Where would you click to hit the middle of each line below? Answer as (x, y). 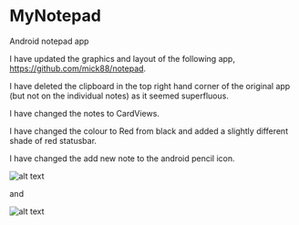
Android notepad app (49, 41)
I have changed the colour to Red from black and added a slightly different (149, 131)
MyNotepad (56, 16)
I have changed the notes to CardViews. (84, 113)
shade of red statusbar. (53, 140)
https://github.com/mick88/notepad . (78, 68)
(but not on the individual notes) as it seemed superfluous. (119, 96)
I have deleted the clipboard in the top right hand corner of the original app (150, 86)
